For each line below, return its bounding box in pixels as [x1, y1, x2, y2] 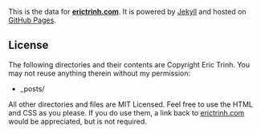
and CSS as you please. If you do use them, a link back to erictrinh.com [8, 108, 245, 117]
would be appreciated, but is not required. [8, 116, 147, 126]
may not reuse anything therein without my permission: [8, 68, 191, 78]
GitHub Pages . [8, 15, 56, 25]
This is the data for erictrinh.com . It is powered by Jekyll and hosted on [8, 7, 247, 16]
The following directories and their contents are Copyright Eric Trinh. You [8, 59, 251, 69]
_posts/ [19, 83, 45, 93]
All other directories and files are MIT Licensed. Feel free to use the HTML [8, 99, 253, 109]
